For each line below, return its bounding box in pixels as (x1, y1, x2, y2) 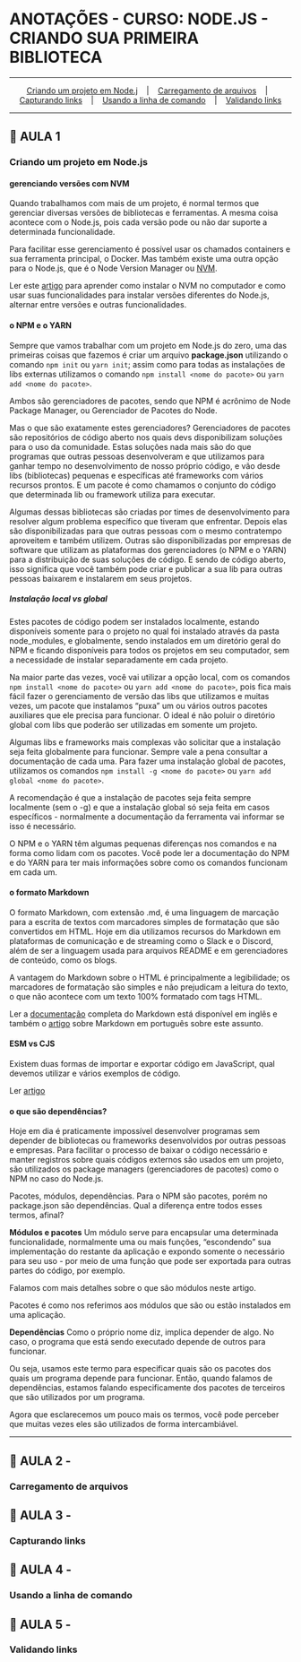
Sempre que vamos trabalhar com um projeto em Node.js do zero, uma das (9, 340, 288, 351)
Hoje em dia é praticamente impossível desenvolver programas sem (9, 1126, 261, 1137)
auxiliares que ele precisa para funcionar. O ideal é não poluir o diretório (9, 709, 276, 721)
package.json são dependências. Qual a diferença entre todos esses (9, 1200, 262, 1211)
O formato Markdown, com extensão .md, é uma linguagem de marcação (9, 906, 279, 918)
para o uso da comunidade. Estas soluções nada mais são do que (9, 441, 252, 452)
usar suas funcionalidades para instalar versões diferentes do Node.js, (9, 290, 271, 300)
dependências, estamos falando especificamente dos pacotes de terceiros (9, 1382, 286, 1393)
